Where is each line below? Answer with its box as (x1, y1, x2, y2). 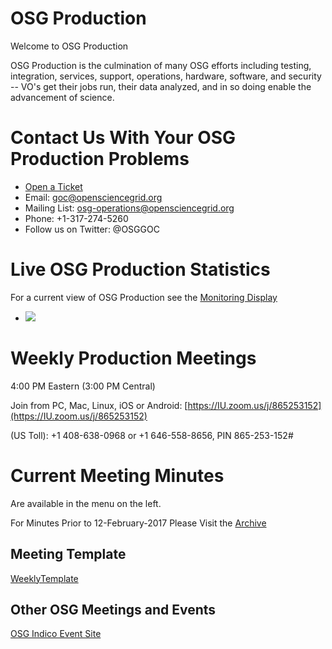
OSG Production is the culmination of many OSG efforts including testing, (10, 59, 312, 71)
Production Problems (10, 148, 190, 171)
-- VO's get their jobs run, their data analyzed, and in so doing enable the (10, 80, 312, 92)
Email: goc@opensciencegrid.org (24, 191, 163, 203)
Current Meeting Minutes (10, 464, 225, 487)
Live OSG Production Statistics (10, 258, 271, 281)
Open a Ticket (24, 180, 83, 192)
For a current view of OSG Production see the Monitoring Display (10, 291, 278, 303)
